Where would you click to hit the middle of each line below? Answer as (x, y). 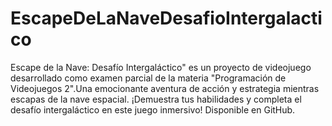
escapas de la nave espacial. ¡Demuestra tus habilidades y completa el (156, 99)
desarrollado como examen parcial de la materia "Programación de (148, 78)
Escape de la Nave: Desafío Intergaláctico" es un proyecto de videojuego (161, 67)
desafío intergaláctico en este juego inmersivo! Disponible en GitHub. (153, 109)
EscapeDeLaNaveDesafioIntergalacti (166, 18)
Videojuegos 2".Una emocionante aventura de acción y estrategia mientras (165, 88)
